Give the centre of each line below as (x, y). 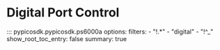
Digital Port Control (63, 13)
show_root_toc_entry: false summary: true (66, 38)
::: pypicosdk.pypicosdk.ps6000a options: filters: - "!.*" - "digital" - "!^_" (110, 32)
